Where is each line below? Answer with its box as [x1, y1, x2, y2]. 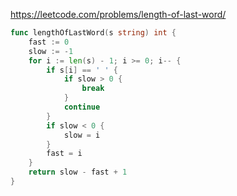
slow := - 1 [28, 46, 74, 56]
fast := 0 [28, 37, 70, 47]
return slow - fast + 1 [28, 167, 128, 178]
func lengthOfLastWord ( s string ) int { [10, 28, 177, 38]
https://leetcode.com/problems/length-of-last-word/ [10, 9, 227, 20]
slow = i [63, 130, 101, 140]
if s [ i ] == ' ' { [46, 65, 118, 75]
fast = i [46, 149, 83, 159]
